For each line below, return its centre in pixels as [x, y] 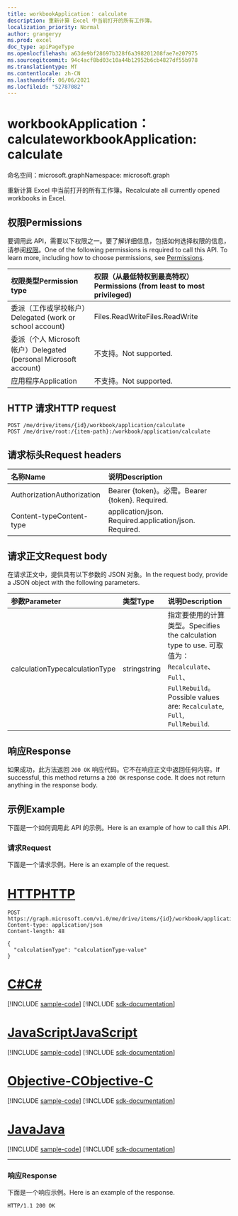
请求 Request [29, 848]
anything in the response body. [52, 785]
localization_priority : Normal [53, 27]
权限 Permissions [45, 222]
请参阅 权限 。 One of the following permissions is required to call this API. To [118, 250]
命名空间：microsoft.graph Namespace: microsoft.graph [89, 176]
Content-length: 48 [36, 932]
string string [142, 669]
